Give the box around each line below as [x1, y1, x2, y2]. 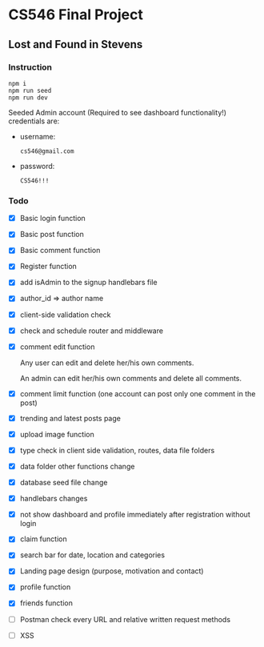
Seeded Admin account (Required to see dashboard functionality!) [8, 107, 226, 117]
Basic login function [19, 214, 86, 223]
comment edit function [19, 342, 95, 352]
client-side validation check [19, 310, 111, 319]
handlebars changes [19, 494, 88, 504]
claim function [19, 534, 67, 544]
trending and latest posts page [19, 413, 122, 423]
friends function [19, 598, 74, 608]
